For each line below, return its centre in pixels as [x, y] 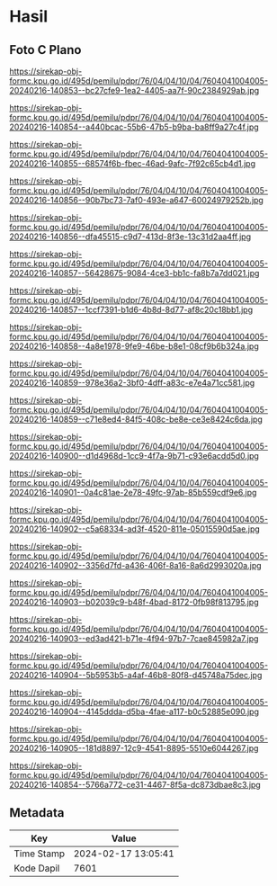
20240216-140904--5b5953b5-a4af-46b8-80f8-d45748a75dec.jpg [136, 675]
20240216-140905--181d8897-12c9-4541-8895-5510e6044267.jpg [134, 748]
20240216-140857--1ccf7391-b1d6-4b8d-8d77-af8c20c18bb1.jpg [131, 309]
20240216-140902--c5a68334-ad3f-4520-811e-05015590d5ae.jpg [135, 529]
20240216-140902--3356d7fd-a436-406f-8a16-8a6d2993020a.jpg [136, 565]
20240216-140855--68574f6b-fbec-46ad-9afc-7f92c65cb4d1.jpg [133, 163]
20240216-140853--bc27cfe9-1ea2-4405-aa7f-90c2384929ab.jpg [134, 90]
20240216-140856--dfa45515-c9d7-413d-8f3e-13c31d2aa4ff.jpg [130, 237]
